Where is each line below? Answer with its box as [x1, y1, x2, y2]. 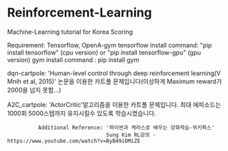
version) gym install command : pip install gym [7, 55, 140, 63]
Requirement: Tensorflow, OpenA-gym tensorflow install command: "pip [7, 41, 212, 49]
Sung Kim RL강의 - [106, 131, 157, 139]
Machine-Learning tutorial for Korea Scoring [7, 28, 133, 36]
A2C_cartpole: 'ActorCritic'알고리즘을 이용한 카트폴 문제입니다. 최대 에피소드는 [7, 100, 221, 108]
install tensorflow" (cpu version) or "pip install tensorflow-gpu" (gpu [7, 48, 202, 57]
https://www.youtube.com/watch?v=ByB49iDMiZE [7, 137, 140, 144]
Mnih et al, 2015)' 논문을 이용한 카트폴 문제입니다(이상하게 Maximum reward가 [7, 77, 222, 85]
